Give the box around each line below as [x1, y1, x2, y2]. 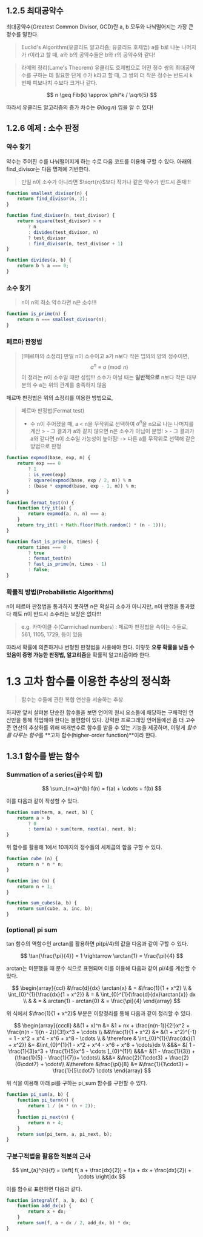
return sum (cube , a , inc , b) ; [17, 906, 94, 912]
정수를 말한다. [6, 30, 39, 38]
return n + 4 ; [28, 1119, 64, 1126]
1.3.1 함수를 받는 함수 [6, 751, 80, 761]
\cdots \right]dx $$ [78, 1173, 126, 1180]
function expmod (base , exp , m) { [6, 455, 91, 461]
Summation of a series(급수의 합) [6, 771, 103, 779]
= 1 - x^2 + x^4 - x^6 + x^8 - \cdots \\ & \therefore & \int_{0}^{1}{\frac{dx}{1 [8, 1035, 195, 1042]
